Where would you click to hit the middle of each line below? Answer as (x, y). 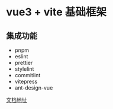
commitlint (28, 75)
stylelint (24, 69)
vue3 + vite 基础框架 (56, 12)
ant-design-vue (34, 88)
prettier (24, 63)
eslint (21, 56)
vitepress (26, 81)
